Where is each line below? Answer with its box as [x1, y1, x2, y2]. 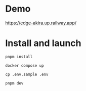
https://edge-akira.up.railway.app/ [5, 20, 77, 26]
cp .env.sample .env [5, 72, 49, 77]
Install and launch [5, 37, 82, 49]
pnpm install [5, 54, 33, 59]
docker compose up [5, 63, 44, 68]
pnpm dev [5, 80, 24, 86]
